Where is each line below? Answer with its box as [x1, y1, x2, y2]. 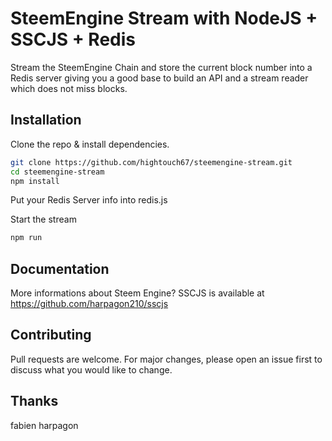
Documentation [10, 260, 110, 277]
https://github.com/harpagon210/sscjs [10, 298, 169, 310]
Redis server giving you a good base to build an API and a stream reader [10, 72, 309, 84]
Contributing [10, 327, 92, 344]
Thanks [10, 393, 59, 410]
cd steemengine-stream [10, 167, 105, 177]
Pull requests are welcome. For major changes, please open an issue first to [10, 353, 323, 365]
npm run [10, 233, 43, 243]
